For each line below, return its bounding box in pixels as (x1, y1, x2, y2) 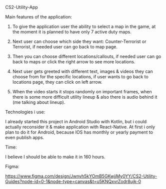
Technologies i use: (5, 109, 45, 115)
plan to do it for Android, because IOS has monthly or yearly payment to (5, 129, 153, 135)
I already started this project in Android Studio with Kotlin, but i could (5, 119, 147, 124)
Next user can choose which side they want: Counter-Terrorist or (12, 38, 146, 44)
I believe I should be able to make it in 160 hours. (5, 154, 105, 160)
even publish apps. (5, 135, 44, 140)
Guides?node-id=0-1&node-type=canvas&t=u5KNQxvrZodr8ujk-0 (5, 179, 141, 184)
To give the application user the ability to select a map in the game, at (12, 23, 156, 29)
